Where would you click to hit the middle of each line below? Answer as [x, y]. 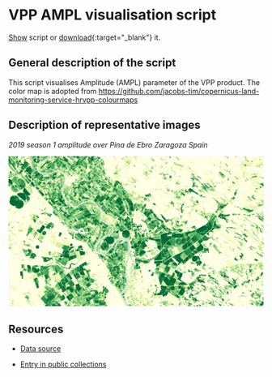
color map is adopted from [53, 91]
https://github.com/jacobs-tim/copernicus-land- [179, 91]
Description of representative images [104, 125]
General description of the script [92, 63]
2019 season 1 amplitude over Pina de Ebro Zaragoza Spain [108, 144]
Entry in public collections [63, 364]
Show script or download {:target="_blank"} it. [85, 37]
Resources [36, 329]
